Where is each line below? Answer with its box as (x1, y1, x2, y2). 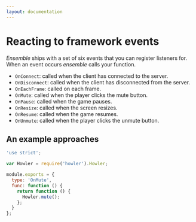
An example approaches (6, 134, 99, 144)
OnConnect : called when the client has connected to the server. (14, 72, 169, 80)
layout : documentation (6, 8, 63, 15)
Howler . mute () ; (22, 194, 60, 200)
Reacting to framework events (6, 34, 160, 48)
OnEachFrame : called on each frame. (14, 85, 102, 92)
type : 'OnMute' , (11, 177, 52, 183)
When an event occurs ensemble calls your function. (6, 60, 136, 68)
